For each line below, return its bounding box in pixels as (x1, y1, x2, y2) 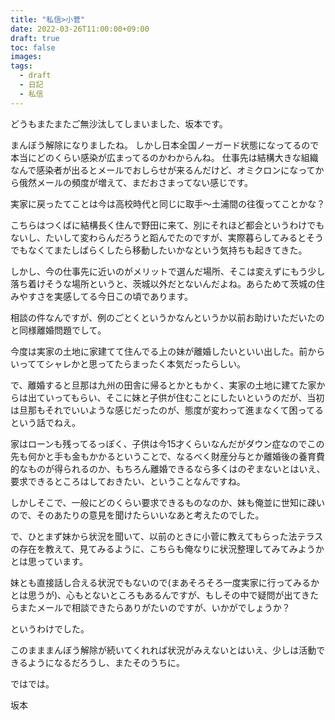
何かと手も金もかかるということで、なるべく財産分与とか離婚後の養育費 (27, 450, 326, 462)
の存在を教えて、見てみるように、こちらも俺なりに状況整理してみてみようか (10, 542, 325, 555)
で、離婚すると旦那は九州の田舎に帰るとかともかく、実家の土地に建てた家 (10, 379, 317, 391)
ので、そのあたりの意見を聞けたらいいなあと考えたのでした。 (10, 509, 265, 521)
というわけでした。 (10, 622, 90, 635)
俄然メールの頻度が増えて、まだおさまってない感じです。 (18, 176, 253, 188)
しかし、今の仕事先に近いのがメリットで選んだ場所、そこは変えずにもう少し (10, 265, 326, 277)
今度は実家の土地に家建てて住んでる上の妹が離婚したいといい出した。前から (10, 345, 326, 357)
